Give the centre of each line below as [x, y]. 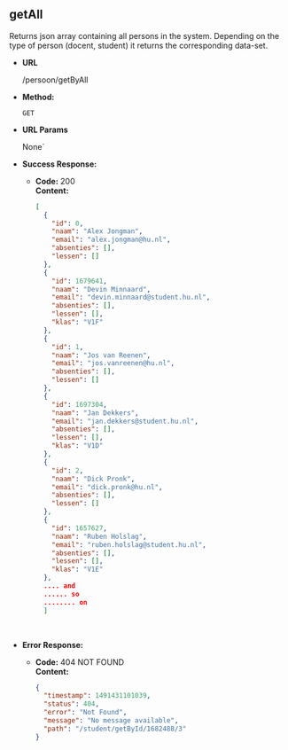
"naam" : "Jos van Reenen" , [101, 355]
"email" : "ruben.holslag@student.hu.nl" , [129, 544]
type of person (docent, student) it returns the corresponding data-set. [139, 45]
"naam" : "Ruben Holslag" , [100, 536]
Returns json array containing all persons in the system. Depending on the [144, 35]
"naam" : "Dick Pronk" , [93, 479]
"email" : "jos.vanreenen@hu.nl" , [113, 363]
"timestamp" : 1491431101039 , [97, 696]
